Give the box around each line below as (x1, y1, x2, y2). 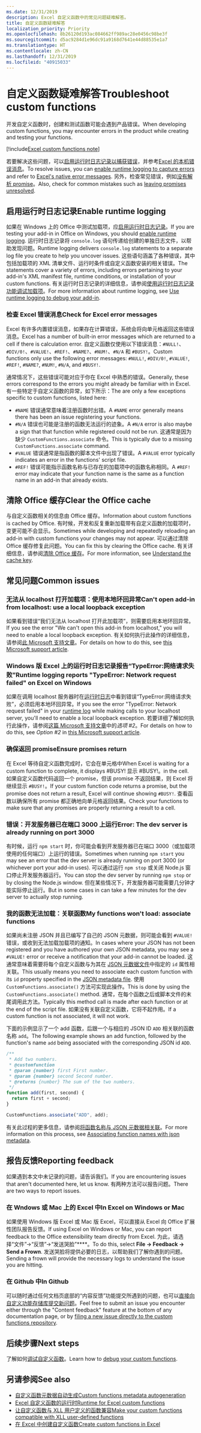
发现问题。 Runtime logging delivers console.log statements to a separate (11, 245, 193, 252)
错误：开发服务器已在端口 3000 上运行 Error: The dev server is (6, 820, 188, 829)
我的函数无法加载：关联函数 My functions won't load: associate (6, 909, 191, 918)
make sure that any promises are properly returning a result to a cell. (6, 804, 176, 811)
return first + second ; (11, 1096, 71, 1102)
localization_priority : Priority (6, 25, 90, 32)
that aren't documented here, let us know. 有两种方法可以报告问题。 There (6, 1180, 188, 1188)
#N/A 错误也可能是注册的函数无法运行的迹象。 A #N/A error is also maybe (14, 420, 193, 428)
